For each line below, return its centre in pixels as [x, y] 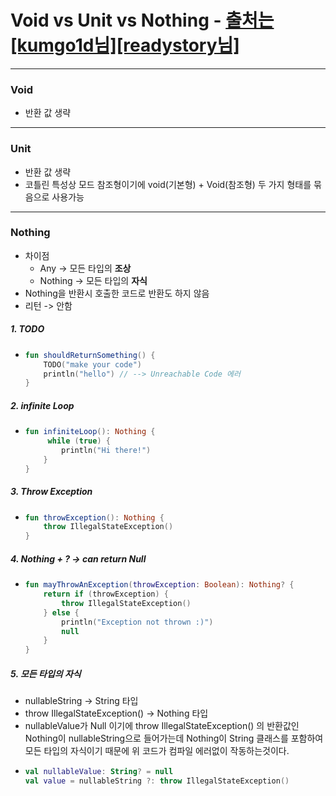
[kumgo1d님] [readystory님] [125, 45]
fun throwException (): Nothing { [94, 517]
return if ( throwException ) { [106, 594]
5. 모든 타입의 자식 [46, 673]
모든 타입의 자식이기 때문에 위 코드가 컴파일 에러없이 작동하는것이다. [157, 751]
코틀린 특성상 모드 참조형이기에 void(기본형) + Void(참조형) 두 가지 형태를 [168, 184]
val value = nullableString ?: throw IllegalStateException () [157, 781]
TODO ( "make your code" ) [92, 364]
